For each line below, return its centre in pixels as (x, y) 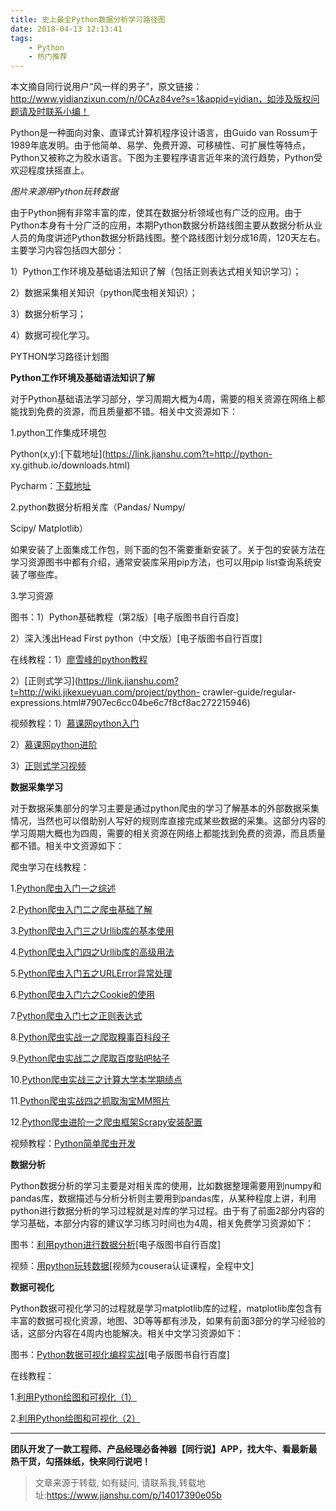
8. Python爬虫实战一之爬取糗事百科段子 (90, 1037)
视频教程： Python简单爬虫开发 (73, 1143)
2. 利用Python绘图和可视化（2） (75, 1418)
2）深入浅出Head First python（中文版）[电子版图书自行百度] (136, 638)
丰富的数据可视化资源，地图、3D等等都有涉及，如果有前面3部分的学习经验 (163, 1321)
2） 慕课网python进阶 (54, 745)
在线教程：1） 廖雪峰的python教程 (79, 660)
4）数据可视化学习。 (53, 335)
